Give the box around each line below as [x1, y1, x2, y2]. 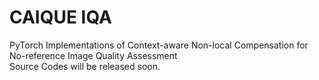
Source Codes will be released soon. [9, 60, 161, 72]
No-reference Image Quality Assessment [9, 49, 178, 61]
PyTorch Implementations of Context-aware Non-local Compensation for [9, 39, 309, 51]
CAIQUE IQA [9, 6, 112, 29]
